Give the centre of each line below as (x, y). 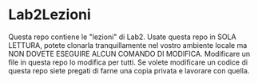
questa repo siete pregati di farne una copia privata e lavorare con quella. (129, 70)
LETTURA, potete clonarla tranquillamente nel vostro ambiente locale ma (128, 45)
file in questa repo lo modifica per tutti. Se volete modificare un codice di (128, 62)
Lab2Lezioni (50, 15)
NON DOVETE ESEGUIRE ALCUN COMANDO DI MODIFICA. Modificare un (129, 53)
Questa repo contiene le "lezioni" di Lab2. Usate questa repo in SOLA (123, 37)
